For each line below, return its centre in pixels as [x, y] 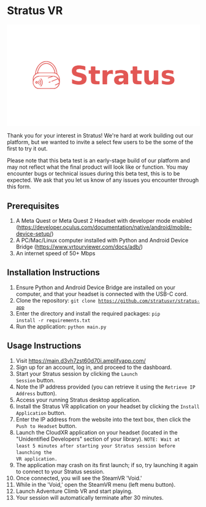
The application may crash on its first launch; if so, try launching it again [107, 465]
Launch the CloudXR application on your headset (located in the [97, 432]
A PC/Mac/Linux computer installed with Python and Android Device [102, 241]
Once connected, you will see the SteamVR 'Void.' [79, 478]
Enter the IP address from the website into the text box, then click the [103, 419]
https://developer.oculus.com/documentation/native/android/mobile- [105, 227]
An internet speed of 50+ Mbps [55, 253]
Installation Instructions [54, 273]
